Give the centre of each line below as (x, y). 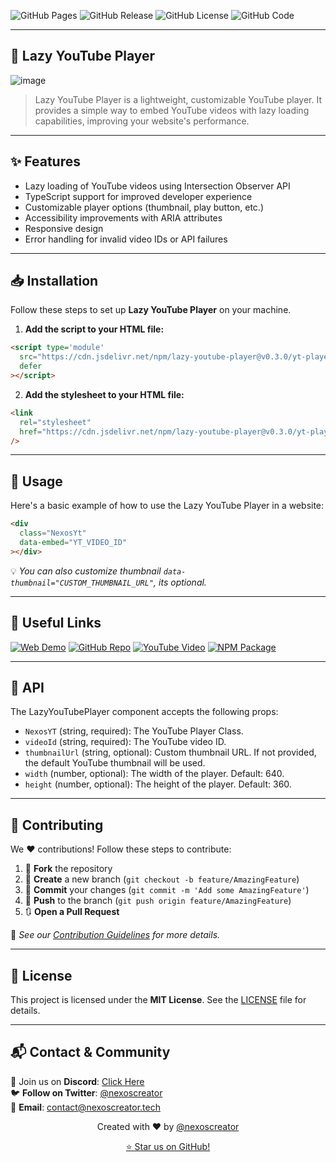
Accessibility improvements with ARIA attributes (123, 217)
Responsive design (64, 228)
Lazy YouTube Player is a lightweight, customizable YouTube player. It (178, 99)
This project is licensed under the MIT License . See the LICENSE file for (158, 999)
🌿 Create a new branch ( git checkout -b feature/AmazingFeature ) (162, 879)
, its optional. (180, 582)
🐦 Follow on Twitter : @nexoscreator (86, 1092)
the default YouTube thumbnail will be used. (115, 763)
